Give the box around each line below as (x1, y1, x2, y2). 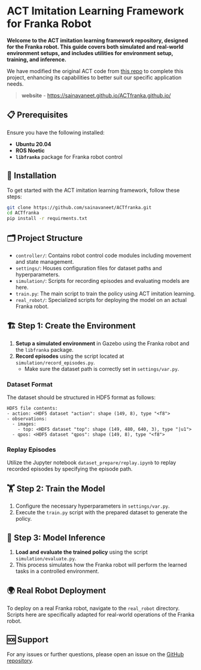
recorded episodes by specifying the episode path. (7, 466, 133, 473)
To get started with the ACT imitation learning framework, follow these (7, 186, 180, 194)
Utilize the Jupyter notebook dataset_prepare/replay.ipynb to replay (7, 459, 176, 466)
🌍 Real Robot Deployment (7, 586, 106, 596)
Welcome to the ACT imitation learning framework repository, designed (7, 37, 188, 44)
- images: (12, 421, 36, 427)
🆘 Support (7, 635, 48, 645)
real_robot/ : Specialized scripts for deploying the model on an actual (15, 297, 187, 303)
